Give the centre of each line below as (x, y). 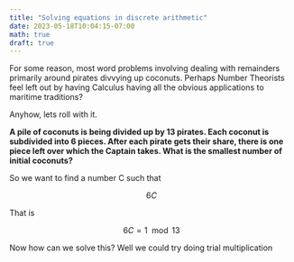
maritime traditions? (46, 97)
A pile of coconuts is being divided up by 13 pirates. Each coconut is (139, 132)
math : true (30, 34)
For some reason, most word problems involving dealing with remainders (145, 68)
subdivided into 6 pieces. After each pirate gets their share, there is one (147, 141)
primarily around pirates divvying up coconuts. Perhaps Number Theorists (147, 78)
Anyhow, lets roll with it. (53, 114)
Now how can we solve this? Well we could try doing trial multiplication (141, 248)
